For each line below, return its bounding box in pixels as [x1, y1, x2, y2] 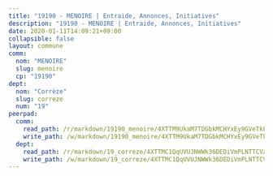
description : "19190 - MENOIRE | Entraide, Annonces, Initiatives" [8, 19, 242, 28]
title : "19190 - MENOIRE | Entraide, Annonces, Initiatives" [8, 11, 220, 20]
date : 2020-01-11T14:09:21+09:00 [8, 27, 122, 35]
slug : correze [15, 95, 63, 103]
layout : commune [8, 42, 63, 50]
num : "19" [15, 102, 49, 110]
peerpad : [8, 110, 38, 118]
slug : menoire [15, 65, 63, 73]
